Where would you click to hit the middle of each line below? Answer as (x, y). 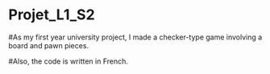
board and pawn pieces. (49, 45)
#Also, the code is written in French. (69, 61)
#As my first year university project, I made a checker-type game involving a (135, 37)
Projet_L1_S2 (52, 15)
